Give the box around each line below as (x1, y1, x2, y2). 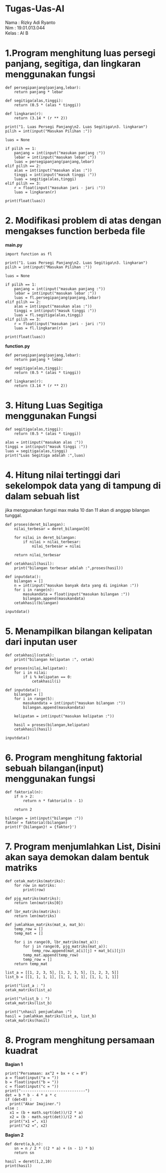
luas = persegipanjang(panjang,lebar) (14, 159, 94, 164)
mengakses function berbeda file (5, 226, 146, 237)
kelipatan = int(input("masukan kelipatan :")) (14, 713, 114, 718)
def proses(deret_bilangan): (5, 522, 66, 527)
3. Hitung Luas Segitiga (5, 400, 103, 411)
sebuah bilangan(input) (5, 762, 104, 774)
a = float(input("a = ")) (5, 1075, 59, 1080)
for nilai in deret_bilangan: (14, 535, 77, 540)
